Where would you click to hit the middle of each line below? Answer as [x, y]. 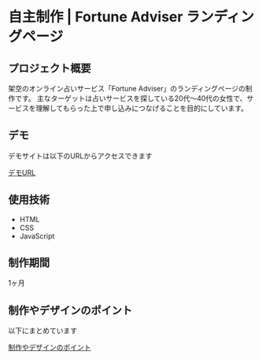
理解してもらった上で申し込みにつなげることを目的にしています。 [142, 108]
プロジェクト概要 [50, 68]
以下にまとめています [42, 331]
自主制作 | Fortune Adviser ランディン [131, 17]
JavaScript [37, 236]
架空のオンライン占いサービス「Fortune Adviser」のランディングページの [127, 89]
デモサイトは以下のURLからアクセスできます [80, 156]
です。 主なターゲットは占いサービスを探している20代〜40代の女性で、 [131, 98]
